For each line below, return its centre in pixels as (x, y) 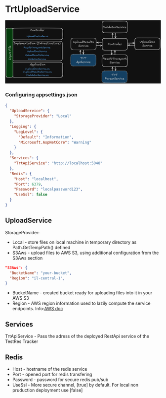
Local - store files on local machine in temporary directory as (74, 242)
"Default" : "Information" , (46, 137)
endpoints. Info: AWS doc (38, 309)
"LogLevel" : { (28, 132)
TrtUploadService (42, 9)
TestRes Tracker (22, 341)
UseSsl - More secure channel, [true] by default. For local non (75, 385)
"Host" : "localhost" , (36, 179)
